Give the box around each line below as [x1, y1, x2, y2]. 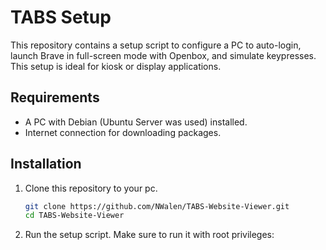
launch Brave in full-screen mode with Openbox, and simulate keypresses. [10, 49, 317, 61]
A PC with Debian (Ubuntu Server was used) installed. [24, 116, 248, 128]
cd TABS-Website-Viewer [24, 211, 125, 221]
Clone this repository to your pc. [24, 182, 158, 194]
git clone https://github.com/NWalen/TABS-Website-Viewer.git [24, 201, 290, 211]
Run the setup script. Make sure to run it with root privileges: [24, 229, 275, 241]
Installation [10, 156, 82, 173]
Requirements [10, 89, 100, 106]
